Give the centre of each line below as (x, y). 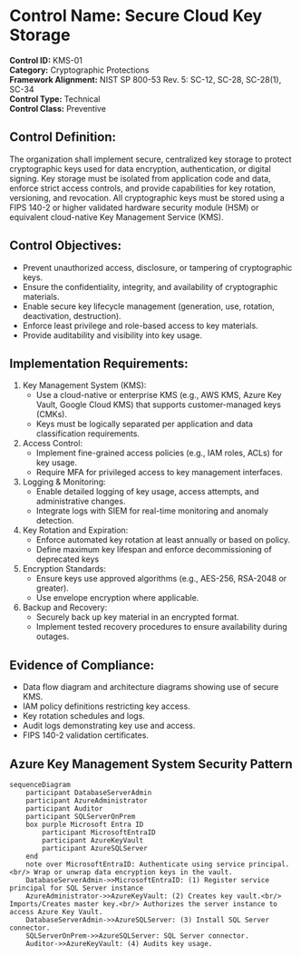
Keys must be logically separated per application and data (145, 424)
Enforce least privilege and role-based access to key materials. (140, 325)
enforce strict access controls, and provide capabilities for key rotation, (143, 188)
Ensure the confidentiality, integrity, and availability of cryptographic (150, 286)
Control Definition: (63, 137)
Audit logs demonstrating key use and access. (109, 726)
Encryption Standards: (64, 569)
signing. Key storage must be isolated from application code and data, (140, 178)
